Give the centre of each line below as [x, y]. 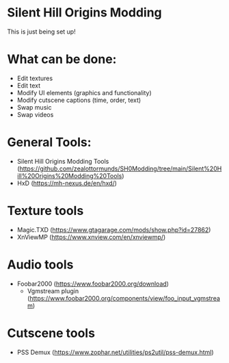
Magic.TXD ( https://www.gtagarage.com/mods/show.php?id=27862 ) [114, 229]
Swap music [34, 107]
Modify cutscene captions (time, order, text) [79, 100]
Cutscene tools [51, 333]
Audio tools [40, 264]
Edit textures [35, 78]
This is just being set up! [42, 32]
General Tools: [49, 142]
